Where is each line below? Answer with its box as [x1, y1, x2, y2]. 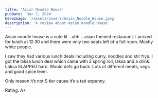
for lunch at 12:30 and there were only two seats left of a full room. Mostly [5, 39, 153, 45]
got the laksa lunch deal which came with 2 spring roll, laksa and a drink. [5, 58, 151, 64]
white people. [5, 44, 33, 50]
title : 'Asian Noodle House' [5, 7, 64, 12]
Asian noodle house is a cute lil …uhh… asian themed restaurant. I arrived [5, 34, 152, 40]
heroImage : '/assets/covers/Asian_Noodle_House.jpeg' [5, 16, 117, 21]
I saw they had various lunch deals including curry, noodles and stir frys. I [5, 54, 153, 59]
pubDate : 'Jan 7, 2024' [5, 12, 53, 16]
